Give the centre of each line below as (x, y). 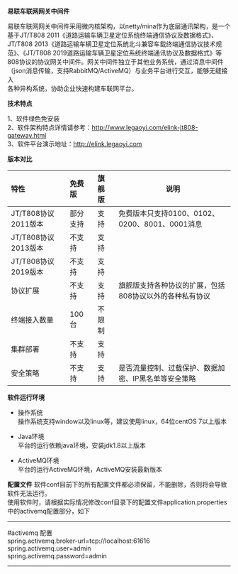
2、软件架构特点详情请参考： (50, 128)
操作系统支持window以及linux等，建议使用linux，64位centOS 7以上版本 (122, 421)
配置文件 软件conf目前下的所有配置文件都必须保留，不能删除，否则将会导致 (117, 484)
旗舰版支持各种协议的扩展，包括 (171, 285)
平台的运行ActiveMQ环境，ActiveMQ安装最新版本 (90, 469)
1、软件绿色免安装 (34, 119)
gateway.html (27, 135)
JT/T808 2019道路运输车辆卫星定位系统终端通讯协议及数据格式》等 (124, 53)
